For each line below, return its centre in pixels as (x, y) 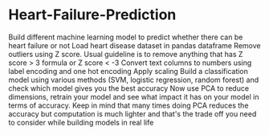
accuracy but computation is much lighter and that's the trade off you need (132, 113)
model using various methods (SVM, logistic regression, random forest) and (134, 80)
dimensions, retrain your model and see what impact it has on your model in (134, 96)
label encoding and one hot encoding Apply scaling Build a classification (128, 71)
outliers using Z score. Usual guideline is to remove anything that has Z (126, 54)
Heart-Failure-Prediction (92, 15)
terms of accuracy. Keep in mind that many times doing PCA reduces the (128, 105)
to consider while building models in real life (81, 122)
